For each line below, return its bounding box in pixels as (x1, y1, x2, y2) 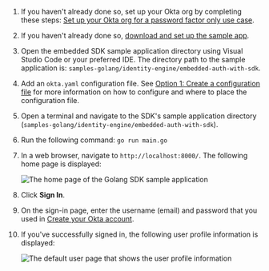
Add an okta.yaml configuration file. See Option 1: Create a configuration (20, 79, 261, 88)
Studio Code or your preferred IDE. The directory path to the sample (20, 55, 246, 64)
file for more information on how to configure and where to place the (20, 87, 247, 97)
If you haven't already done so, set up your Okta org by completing (20, 7, 243, 16)
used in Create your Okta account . (20, 214, 134, 223)
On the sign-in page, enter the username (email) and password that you (20, 205, 258, 215)
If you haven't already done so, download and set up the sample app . (20, 31, 250, 40)
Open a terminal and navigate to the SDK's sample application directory (20, 111, 257, 121)
